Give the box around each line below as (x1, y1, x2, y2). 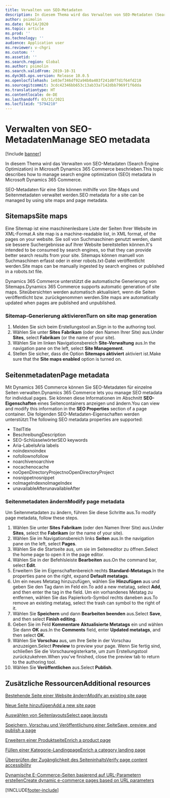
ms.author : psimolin (5, 64, 49, 69)
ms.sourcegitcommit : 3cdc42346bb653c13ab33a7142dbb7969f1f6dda (5, 82, 142, 88)
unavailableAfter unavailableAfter (12, 485, 80, 491)
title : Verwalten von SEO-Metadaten (5, 7, 82, 13)
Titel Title (12, 426, 31, 432)
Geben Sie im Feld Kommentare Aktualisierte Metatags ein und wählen (12, 621, 163, 627)
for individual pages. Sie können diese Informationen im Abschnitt (5, 395, 143, 401)
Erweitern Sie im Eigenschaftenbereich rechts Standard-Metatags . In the (12, 568, 164, 574)
